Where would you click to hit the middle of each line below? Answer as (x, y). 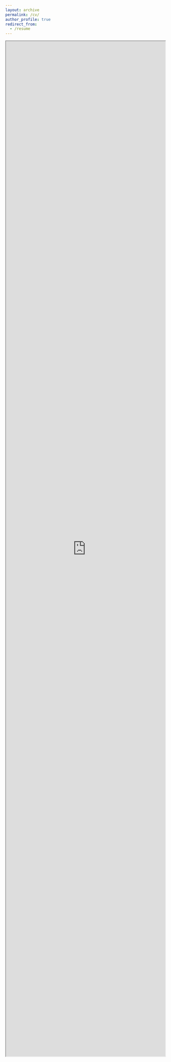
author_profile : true (28, 19)
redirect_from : (21, 24)
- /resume (20, 29)
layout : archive (22, 10)
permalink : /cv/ (22, 15)
